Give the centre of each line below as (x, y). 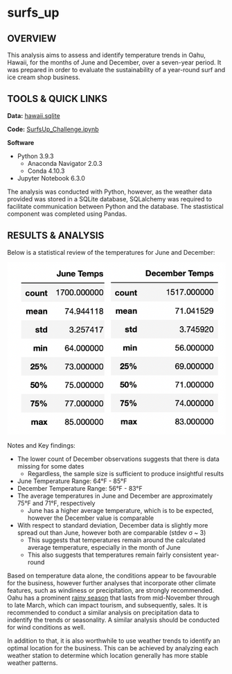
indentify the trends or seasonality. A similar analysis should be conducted (113, 620)
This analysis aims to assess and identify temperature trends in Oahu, (107, 55)
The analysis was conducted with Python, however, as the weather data (110, 192)
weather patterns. (33, 663)
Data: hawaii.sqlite (34, 115)
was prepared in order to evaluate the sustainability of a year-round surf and (116, 70)
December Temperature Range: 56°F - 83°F (80, 488)
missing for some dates (51, 466)
